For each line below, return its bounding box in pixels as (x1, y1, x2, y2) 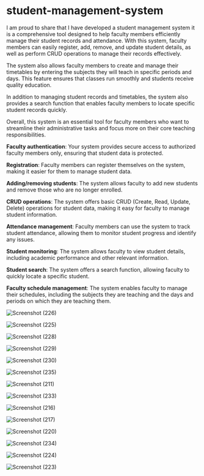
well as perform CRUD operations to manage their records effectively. (6, 50, 182, 57)
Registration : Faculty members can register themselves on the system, (6, 161, 186, 168)
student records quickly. (6, 106, 67, 113)
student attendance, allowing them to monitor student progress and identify (6, 229, 197, 236)
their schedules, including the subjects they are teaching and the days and (6, 291, 194, 298)
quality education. (6, 81, 52, 89)
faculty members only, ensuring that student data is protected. (6, 149, 164, 157)
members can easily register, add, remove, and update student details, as (6, 43, 191, 51)
